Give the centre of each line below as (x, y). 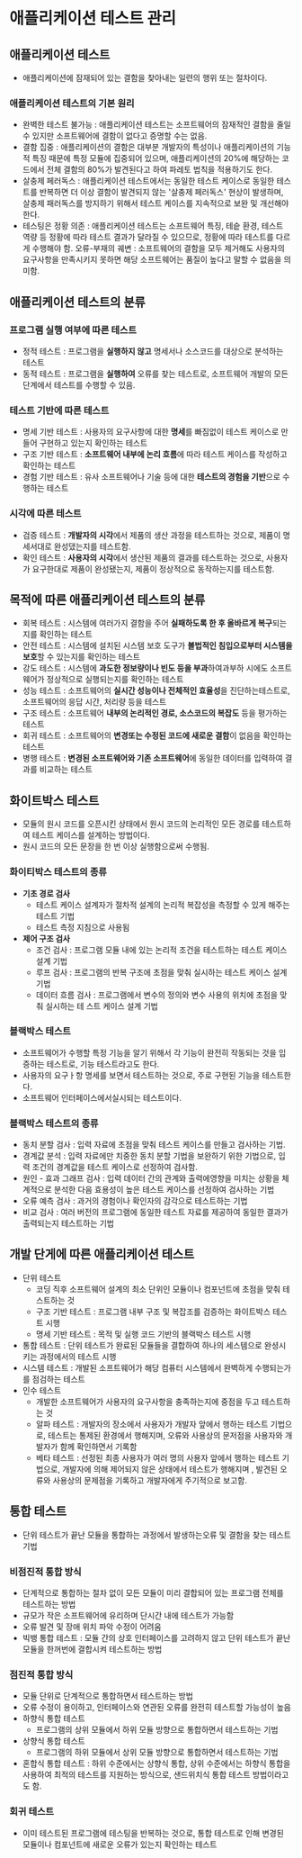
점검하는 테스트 (58, 1379)
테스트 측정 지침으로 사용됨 (83, 927)
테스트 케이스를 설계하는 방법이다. (91, 835)
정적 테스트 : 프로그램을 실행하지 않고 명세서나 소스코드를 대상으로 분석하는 (153, 351)
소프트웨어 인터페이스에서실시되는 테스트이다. (102, 1097)
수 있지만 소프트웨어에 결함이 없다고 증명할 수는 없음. (115, 136)
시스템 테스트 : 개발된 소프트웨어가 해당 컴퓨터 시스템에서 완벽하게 (138, 1367)
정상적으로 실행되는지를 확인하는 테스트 (115, 680)
